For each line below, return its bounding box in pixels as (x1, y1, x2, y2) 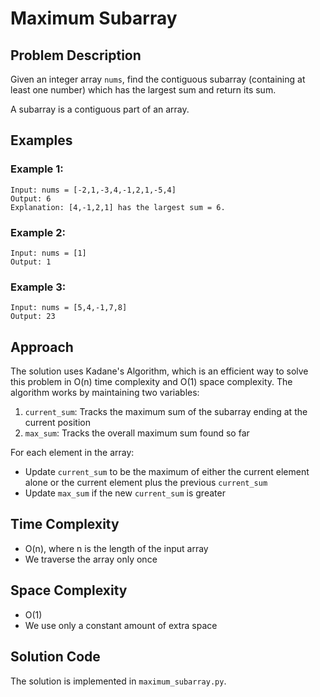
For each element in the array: (10, 447, 135, 459)
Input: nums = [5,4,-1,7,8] (10, 303, 128, 313)
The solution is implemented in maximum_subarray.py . (10, 675, 227, 687)
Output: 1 (10, 257, 52, 267)
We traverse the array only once (24, 553, 158, 565)
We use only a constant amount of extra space (24, 619, 218, 631)
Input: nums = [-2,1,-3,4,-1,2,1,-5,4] (10, 185, 177, 195)
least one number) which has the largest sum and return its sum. (10, 84, 277, 96)
